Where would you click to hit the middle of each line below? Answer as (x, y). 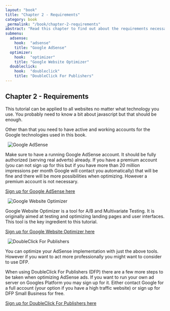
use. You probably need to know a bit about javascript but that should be (81, 114)
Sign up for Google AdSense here (40, 191)
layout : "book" (21, 10)
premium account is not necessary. (42, 181)
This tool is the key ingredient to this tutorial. (51, 222)
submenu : (14, 33)
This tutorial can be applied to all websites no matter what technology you (82, 109)
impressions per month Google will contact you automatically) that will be (82, 170)
